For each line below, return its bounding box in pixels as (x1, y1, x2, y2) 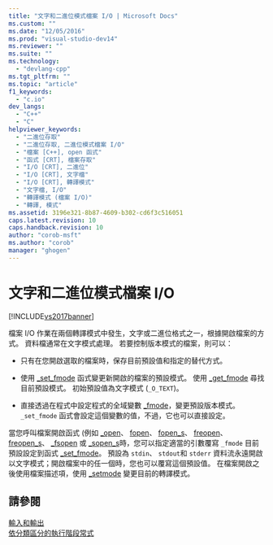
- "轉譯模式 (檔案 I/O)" (15, 193, 93, 202)
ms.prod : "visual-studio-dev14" (8, 34, 118, 43)
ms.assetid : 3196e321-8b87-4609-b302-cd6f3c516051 (8, 208, 184, 216)
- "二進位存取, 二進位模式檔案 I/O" (15, 140, 125, 149)
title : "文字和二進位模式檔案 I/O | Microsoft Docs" (8, 11, 179, 20)
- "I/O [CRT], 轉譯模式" (15, 178, 95, 187)
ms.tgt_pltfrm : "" (8, 72, 71, 81)
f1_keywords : (8, 87, 53, 96)
